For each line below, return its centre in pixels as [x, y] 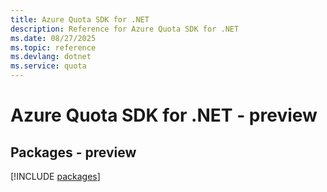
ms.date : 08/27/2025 [53, 38]
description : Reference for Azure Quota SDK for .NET [125, 29]
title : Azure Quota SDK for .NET [80, 19]
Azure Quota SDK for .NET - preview [164, 115]
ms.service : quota [48, 66]
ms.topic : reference [53, 47]
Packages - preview [73, 152]
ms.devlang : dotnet [51, 57]
